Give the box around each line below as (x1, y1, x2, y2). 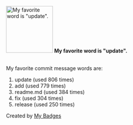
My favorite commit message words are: (6, 65, 103, 72)
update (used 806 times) (14, 76, 75, 83)
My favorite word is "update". (54, 47, 128, 54)
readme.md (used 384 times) (14, 89, 85, 95)
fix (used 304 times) (14, 95, 64, 102)
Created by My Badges (6, 112, 61, 119)
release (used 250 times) (14, 101, 75, 107)
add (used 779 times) (14, 82, 66, 89)
